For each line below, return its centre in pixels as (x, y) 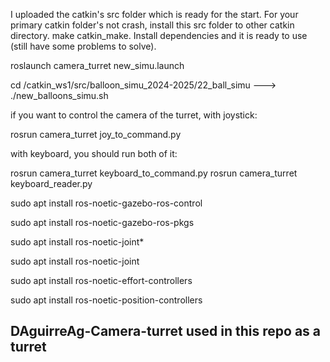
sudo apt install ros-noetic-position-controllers (106, 300)
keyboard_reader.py (51, 183)
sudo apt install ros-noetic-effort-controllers (101, 280)
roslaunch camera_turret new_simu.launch (97, 65)
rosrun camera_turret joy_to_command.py (96, 134)
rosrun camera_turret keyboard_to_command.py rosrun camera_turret (154, 173)
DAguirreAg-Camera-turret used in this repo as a (166, 331)
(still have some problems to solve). (83, 46)
